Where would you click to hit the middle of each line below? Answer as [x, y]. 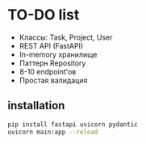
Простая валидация [53, 80]
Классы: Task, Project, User [66, 37]
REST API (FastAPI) [51, 45]
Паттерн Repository [52, 63]
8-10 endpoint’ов [48, 71]
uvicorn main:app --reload [53, 132]
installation [36, 106]
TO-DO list [44, 15]
